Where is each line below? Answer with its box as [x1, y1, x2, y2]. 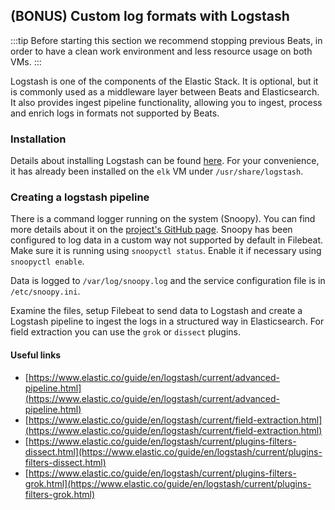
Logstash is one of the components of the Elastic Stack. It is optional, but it [10, 75, 319, 87]
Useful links [10, 349, 62, 361]
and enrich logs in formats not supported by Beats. [10, 107, 220, 119]
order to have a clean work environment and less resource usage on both [10, 45, 313, 57]
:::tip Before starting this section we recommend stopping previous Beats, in [10, 34, 323, 46]
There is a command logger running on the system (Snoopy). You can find [10, 213, 316, 225]
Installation [10, 132, 67, 146]
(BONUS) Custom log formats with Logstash [10, 8, 290, 25]
